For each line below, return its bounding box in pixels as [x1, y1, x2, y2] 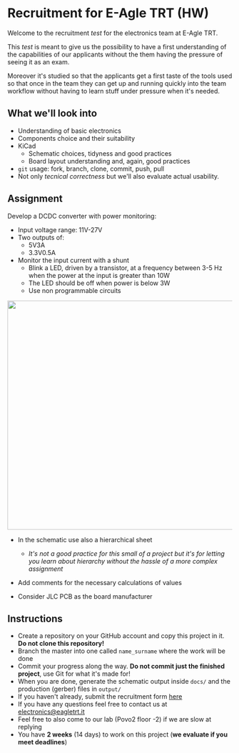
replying [17, 723, 43, 732]
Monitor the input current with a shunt [17, 256, 130, 264]
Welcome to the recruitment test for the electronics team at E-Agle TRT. [7, 29, 218, 37]
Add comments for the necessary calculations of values [17, 578, 182, 587]
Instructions [7, 612, 63, 624]
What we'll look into [7, 107, 98, 119]
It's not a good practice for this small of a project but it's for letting [28, 549, 225, 558]
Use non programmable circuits [28, 286, 121, 294]
